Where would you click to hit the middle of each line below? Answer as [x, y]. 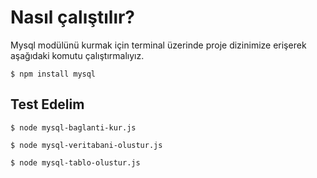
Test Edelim [47, 104]
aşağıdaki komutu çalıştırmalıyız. [77, 55]
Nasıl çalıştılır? [73, 17]
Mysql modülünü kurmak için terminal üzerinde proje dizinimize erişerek [158, 45]
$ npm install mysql [53, 74]
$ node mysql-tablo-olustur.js [75, 162]
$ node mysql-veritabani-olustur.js [86, 145]
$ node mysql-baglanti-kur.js [73, 127]
